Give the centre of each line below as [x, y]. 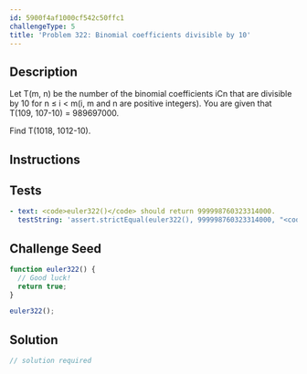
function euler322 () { [53, 269]
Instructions [45, 159]
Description [43, 72]
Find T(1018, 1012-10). [50, 131]
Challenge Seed [56, 249]
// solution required [51, 361]
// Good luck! [44, 278]
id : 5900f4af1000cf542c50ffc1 [67, 18]
